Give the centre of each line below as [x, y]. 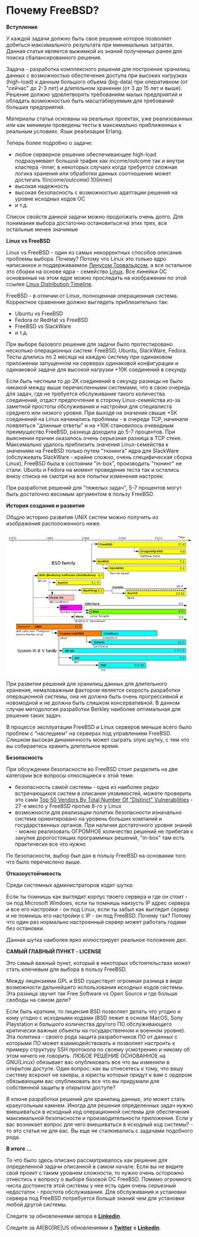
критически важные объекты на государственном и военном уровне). [96, 1031]
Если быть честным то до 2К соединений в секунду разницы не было [94, 381]
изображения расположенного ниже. [54, 523]
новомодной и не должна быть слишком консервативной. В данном [93, 703]
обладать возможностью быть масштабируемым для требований [90, 100]
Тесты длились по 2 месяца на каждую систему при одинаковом [89, 357]
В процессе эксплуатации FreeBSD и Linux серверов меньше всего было [99, 727]
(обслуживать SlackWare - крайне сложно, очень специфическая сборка [99, 457]
